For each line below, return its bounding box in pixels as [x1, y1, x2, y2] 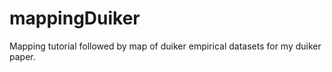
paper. [9, 50, 36, 62]
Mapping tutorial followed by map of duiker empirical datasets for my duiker [9, 40, 322, 52]
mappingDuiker [9, 7, 141, 30]
